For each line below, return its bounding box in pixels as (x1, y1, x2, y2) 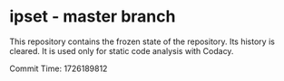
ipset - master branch (9, 6, 176, 27)
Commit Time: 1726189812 (9, 63, 108, 74)
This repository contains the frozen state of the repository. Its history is (9, 36, 275, 47)
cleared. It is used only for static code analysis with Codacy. (9, 45, 234, 56)
